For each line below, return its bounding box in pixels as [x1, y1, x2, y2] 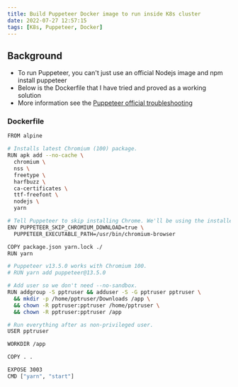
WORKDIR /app [7, 341, 46, 348]
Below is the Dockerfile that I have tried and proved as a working [17, 84, 207, 92]
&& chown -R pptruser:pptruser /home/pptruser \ [13, 302, 160, 309]
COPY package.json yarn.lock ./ [7, 243, 103, 250]
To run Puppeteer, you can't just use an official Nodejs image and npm [17, 69, 223, 77]
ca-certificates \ [13, 185, 69, 192]
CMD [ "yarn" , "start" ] [7, 373, 74, 380]
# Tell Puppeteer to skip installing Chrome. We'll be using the [7, 218, 204, 225]
